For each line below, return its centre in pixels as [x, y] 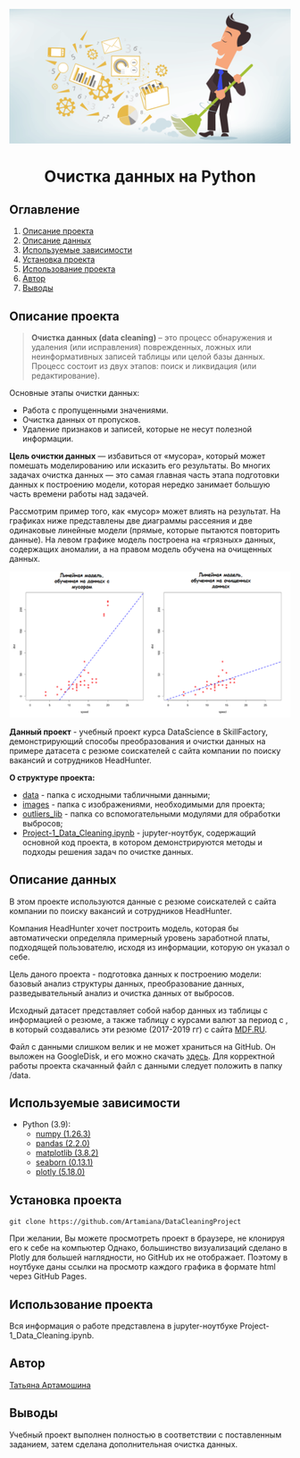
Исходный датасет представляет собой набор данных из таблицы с [139, 1010]
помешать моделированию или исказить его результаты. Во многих [140, 465]
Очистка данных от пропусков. [81, 419]
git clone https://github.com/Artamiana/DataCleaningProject [125, 1222]
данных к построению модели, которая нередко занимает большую [140, 484]
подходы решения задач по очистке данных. [108, 851]
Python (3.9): [46, 1125]
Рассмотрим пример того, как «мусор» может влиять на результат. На [145, 511]
